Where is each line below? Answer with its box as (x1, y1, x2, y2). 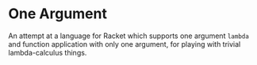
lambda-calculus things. (8, 48, 87, 57)
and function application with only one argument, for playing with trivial (8, 39, 241, 48)
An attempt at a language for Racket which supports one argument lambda (8, 31, 250, 40)
